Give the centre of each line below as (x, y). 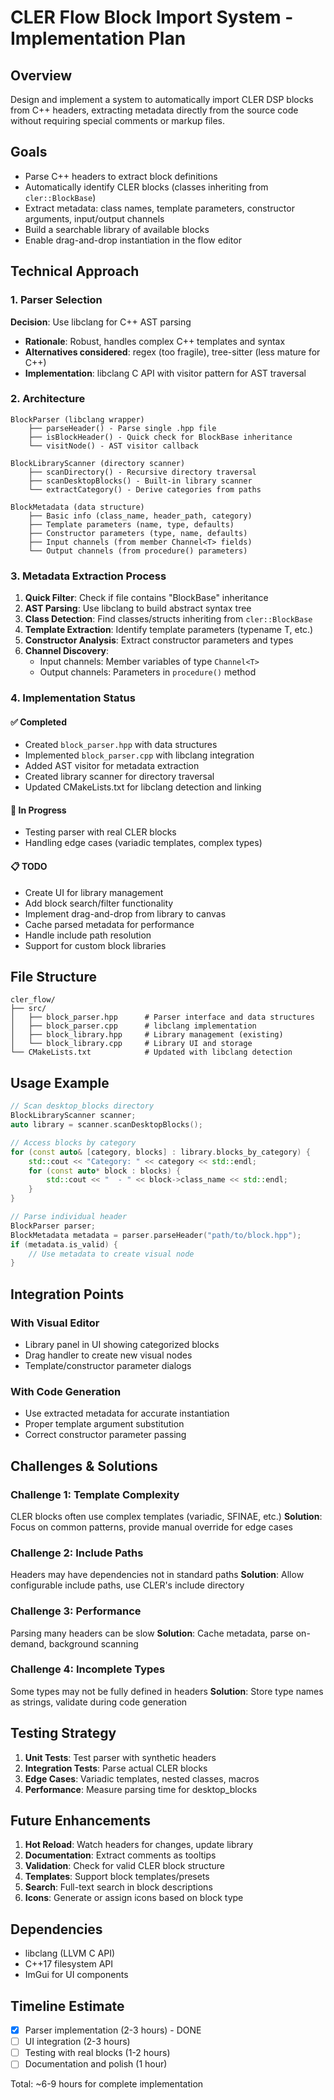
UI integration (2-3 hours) (77, 2042)
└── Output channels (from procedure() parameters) (138, 551)
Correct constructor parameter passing (105, 1435)
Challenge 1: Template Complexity (95, 1494)
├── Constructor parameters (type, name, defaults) (138, 533)
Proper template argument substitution (104, 1424)
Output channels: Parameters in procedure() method (148, 672)
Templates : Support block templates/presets (117, 1877)
